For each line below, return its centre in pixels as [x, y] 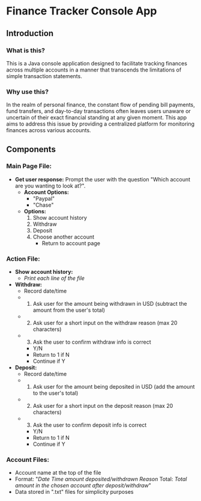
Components [31, 149]
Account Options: [46, 192]
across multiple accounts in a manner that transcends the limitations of [94, 70]
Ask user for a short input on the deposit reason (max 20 [103, 406]
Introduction [30, 33]
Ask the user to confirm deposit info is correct [90, 425]
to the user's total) [55, 393]
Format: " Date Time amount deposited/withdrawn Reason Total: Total [101, 479]
